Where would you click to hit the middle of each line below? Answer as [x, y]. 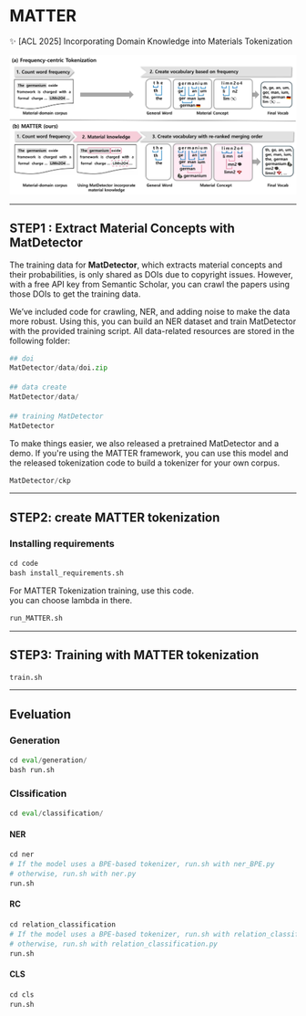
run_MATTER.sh [36, 618]
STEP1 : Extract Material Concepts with [122, 229]
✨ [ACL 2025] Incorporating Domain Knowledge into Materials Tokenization [151, 41]
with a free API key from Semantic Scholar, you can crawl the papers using [149, 284]
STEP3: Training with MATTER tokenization [134, 655]
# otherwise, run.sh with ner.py [73, 874]
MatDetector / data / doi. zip [58, 368]
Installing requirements [62, 543]
